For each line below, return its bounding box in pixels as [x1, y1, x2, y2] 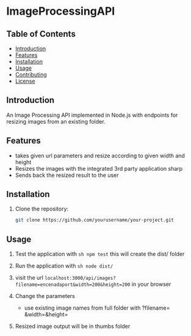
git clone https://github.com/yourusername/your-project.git [15, 217, 175, 223]
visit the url [15, 274, 44, 282]
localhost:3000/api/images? [45, 275, 116, 282]
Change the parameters [15, 293, 75, 300]
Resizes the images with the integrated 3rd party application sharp [15, 165, 183, 172]
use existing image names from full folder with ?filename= [24, 304, 170, 312]
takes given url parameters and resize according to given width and [15, 152, 185, 159]
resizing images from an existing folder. [6, 118, 106, 125]
